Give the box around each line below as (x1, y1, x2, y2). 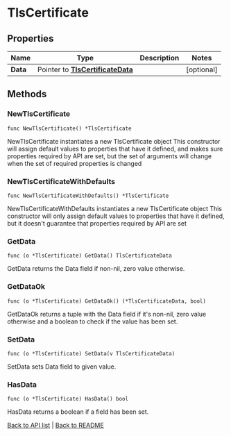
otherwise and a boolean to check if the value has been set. (7, 317, 178, 326)
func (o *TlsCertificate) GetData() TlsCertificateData (7, 252, 172, 260)
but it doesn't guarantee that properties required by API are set (7, 219, 187, 227)
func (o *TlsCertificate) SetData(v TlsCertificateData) (7, 350, 176, 357)
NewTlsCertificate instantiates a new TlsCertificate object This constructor (7, 137, 221, 145)
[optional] (186, 65, 219, 74)
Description (139, 53, 180, 62)
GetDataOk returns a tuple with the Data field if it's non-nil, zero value (7, 310, 207, 318)
